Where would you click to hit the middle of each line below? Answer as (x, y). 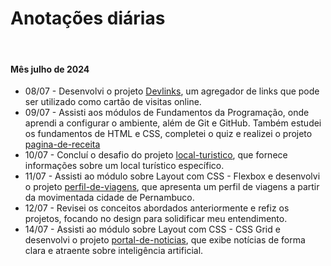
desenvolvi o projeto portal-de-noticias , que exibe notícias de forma (165, 240)
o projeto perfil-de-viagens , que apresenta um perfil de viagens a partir (172, 187)
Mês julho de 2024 (50, 69)
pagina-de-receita (62, 144)
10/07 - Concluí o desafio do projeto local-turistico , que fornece (156, 155)
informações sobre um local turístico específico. (124, 166)
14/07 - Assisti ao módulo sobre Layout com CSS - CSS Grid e (152, 229)
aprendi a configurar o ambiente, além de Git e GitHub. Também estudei (173, 123)
